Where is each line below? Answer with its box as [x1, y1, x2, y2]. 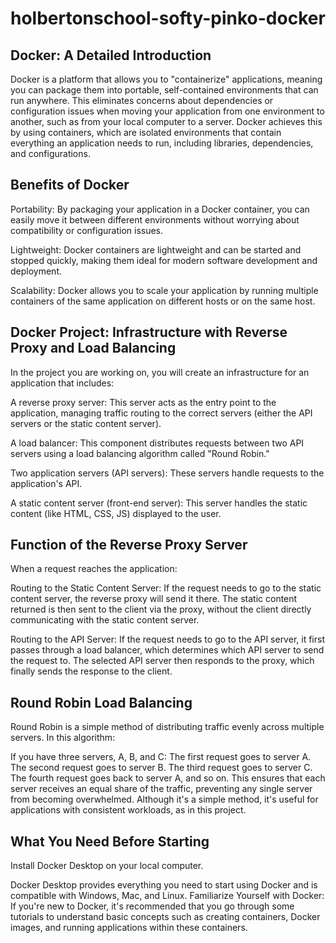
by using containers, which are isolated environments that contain [10, 127, 282, 138]
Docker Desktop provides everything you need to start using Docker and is [10, 879, 318, 891]
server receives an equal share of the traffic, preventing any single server [10, 783, 313, 795]
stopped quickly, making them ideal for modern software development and [10, 254, 318, 266]
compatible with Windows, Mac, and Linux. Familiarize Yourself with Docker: [10, 890, 325, 902]
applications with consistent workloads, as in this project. [10, 804, 247, 816]
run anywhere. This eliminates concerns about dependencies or [10, 95, 274, 106]
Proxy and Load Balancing [10, 340, 177, 357]
